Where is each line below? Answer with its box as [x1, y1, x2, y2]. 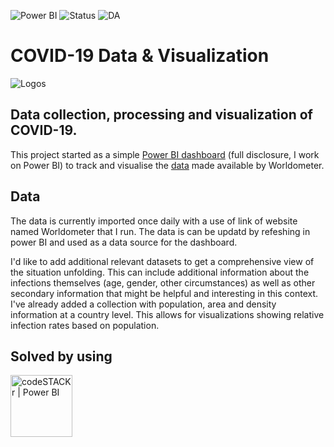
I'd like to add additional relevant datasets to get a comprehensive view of [10, 255, 315, 267]
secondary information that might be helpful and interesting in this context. [10, 287, 319, 299]
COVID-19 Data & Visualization [10, 45, 270, 67]
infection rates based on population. [10, 319, 160, 331]
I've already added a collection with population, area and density [10, 298, 277, 310]
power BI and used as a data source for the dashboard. [10, 236, 238, 248]
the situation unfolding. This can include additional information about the [10, 266, 310, 278]
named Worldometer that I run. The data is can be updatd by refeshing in [10, 225, 311, 237]
